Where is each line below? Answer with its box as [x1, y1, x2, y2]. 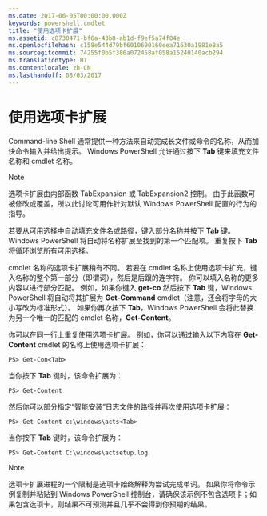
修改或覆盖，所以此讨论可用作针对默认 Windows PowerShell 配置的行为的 [14, 198, 257, 208]
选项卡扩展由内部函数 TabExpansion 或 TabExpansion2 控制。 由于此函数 [8, 189, 249, 198]
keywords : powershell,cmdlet [8, 19, 106, 27]
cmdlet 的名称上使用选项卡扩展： [37, 339, 146, 349]
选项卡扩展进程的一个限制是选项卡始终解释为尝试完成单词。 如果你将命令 [8, 479, 249, 489]
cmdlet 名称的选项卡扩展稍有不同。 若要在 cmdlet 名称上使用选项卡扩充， [8, 262, 250, 272]
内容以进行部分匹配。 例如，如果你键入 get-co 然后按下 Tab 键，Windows [8, 282, 253, 292]
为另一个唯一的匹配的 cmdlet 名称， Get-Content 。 [8, 313, 176, 322]
